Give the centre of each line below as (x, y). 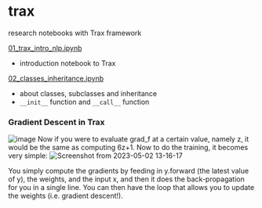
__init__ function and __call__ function (84, 102)
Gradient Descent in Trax (56, 122)
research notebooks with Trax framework (75, 33)
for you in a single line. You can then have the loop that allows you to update (131, 188)
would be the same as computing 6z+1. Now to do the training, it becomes (128, 148)
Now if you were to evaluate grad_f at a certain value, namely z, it (144, 139)
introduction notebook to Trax (67, 63)
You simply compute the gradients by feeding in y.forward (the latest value (129, 171)
